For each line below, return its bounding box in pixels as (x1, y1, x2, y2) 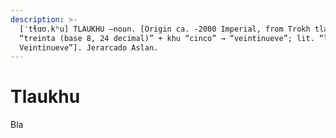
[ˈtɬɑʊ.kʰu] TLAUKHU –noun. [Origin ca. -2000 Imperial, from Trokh (19, 24, 311, 34)
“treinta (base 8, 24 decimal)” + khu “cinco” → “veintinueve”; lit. (19, 33, 315, 43)
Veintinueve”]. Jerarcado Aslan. (19, 42, 159, 53)
